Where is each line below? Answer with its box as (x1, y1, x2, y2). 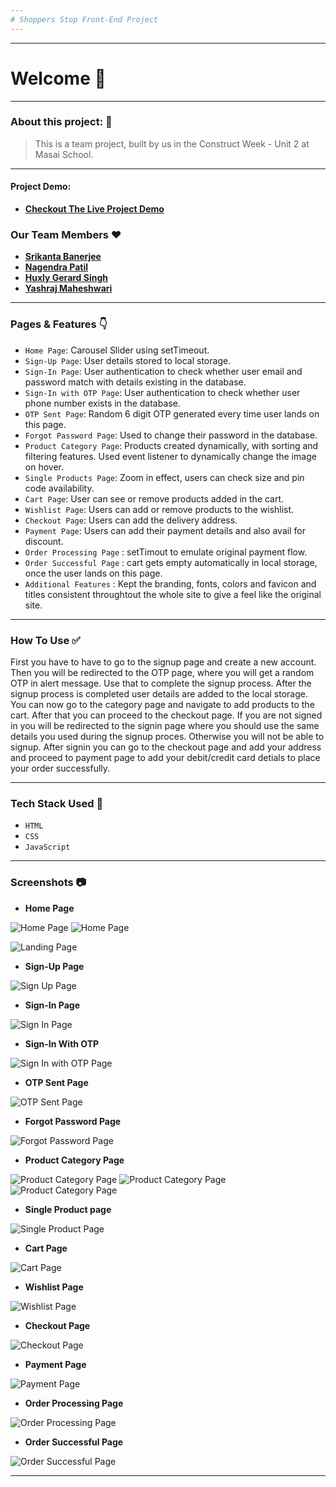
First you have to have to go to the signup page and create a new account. (10, 656, 317, 668)
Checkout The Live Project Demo (24, 203, 165, 215)
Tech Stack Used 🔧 (10, 796, 104, 810)
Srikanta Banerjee (24, 251, 102, 263)
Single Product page (24, 1203, 112, 1215)
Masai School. (34, 148, 94, 160)
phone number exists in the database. (24, 397, 181, 409)
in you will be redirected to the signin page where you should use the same (10, 719, 320, 731)
